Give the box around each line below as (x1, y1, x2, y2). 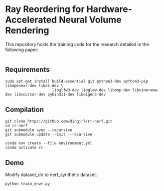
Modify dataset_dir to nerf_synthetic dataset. (5, 171, 97, 178)
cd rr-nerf (5, 123, 28, 128)
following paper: (5, 46, 39, 52)
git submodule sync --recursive (5, 127, 72, 132)
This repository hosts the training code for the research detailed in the (5, 41, 150, 47)
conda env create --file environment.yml (5, 140, 93, 145)
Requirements (5, 65, 50, 74)
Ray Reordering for (5, 3, 85, 15)
